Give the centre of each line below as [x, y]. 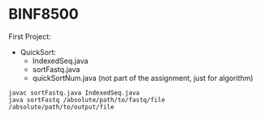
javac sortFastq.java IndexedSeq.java [74, 93]
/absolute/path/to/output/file [61, 107]
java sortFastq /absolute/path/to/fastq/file [87, 100]
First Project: [30, 36]
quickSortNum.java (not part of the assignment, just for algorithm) [143, 78]
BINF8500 [43, 14]
